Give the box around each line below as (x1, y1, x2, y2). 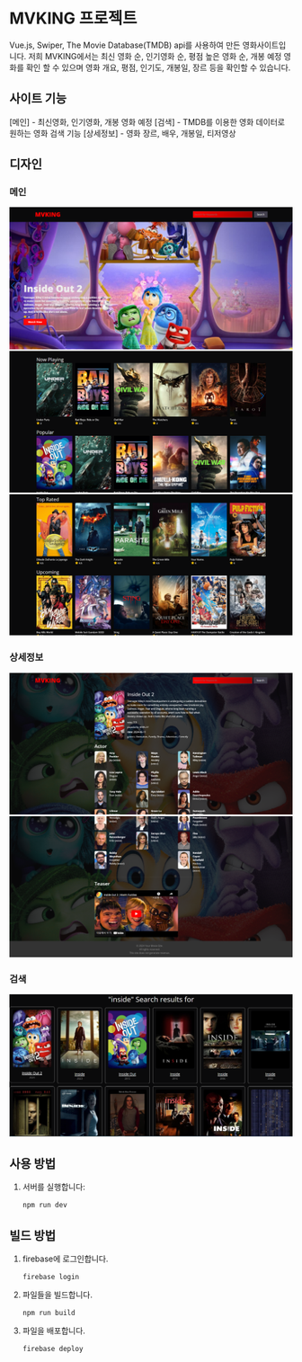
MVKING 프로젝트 (9, 8, 138, 29)
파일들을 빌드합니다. (22, 1289, 93, 1300)
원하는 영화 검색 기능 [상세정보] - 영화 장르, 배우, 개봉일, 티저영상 (9, 128, 236, 138)
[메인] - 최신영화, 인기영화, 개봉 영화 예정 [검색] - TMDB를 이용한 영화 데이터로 (9, 116, 286, 127)
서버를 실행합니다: (22, 1181, 85, 1192)
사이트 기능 (9, 91, 67, 106)
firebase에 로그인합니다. (22, 1253, 109, 1264)
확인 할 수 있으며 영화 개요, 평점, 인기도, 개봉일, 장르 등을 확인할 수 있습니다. (25, 62, 291, 73)
